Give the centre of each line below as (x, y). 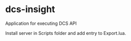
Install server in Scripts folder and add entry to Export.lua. (66, 33)
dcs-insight (30, 9)
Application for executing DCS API (41, 23)
